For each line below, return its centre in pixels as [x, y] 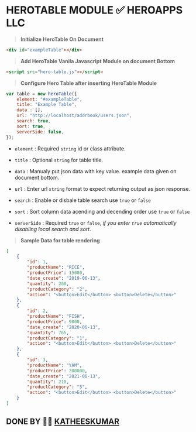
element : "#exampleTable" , [49, 99]
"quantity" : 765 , [48, 332]
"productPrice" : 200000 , [57, 371]
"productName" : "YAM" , [55, 365]
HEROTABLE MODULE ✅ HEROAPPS [94, 10]
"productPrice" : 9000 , [55, 322]
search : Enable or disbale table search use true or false [82, 200]
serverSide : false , [40, 132]
